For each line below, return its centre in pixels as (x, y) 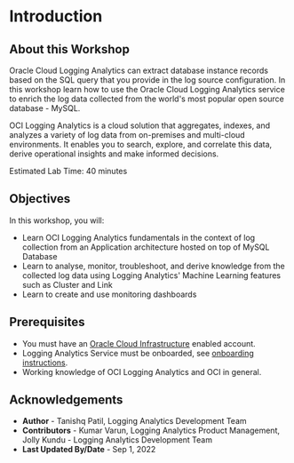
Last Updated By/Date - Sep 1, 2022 (89, 450)
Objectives (40, 199)
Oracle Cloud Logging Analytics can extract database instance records (139, 70)
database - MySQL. (45, 108)
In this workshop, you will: (57, 220)
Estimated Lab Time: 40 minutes (68, 171)
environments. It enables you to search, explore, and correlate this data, (141, 144)
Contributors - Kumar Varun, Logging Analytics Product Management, (151, 431)
